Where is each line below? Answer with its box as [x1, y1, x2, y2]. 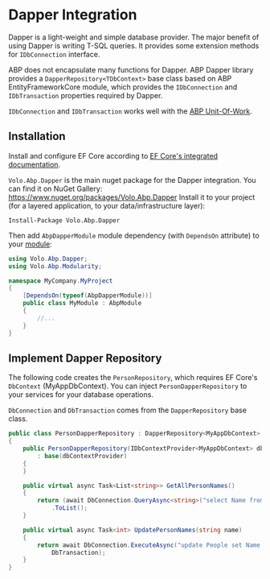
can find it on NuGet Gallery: [8, 184, 103, 193]
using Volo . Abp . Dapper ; [8, 254, 88, 263]
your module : [8, 239, 52, 249]
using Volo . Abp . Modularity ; [8, 262, 103, 271]
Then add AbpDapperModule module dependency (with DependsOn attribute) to [8, 230, 260, 240]
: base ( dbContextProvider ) [37, 452, 128, 460]
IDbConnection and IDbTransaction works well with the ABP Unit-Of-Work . [8, 106, 253, 116]
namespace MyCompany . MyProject [8, 276, 113, 285]
